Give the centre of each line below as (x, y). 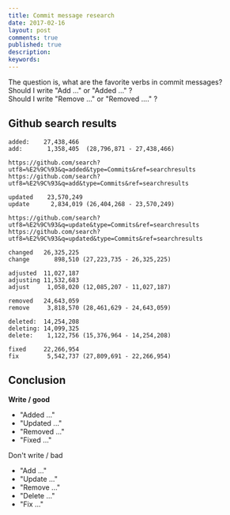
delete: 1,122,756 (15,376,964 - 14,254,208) (90, 335)
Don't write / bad (36, 455)
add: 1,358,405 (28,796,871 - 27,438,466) (92, 148)
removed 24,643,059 (44, 301)
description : (30, 52)
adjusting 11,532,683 (44, 280)
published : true (35, 45)
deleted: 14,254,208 (44, 321)
